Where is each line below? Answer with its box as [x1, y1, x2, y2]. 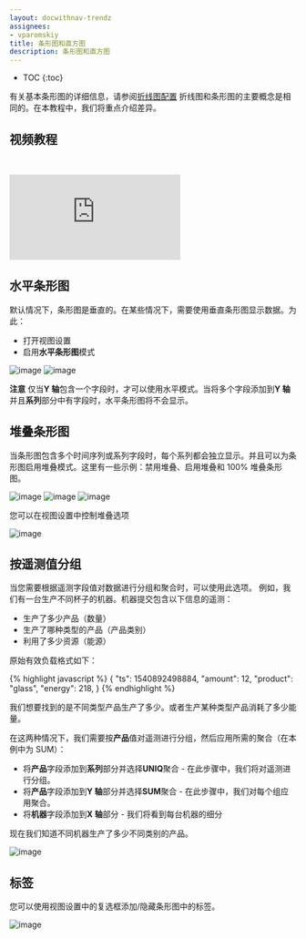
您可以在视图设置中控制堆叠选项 [9, 509, 129, 520]
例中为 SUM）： [9, 744, 66, 755]
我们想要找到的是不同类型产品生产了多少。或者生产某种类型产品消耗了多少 [9, 702, 289, 713]
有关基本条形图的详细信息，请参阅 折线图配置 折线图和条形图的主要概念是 [9, 91, 283, 102]
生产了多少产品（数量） [22, 613, 111, 624]
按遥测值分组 [9, 556, 82, 572]
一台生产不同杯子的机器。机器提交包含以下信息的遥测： [25, 594, 233, 605]
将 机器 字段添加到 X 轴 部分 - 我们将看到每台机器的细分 [22, 809, 223, 820]
